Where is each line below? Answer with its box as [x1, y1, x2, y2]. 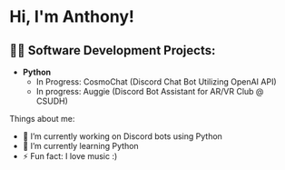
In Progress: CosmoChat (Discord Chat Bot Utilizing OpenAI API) [35, 76, 277, 87]
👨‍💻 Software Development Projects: [9, 43, 216, 58]
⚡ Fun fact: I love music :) [22, 151, 118, 161]
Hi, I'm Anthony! [9, 6, 134, 27]
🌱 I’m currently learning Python [22, 141, 139, 151]
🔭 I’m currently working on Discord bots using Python [22, 131, 222, 142]
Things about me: [9, 114, 75, 124]
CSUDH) [35, 95, 68, 106]
